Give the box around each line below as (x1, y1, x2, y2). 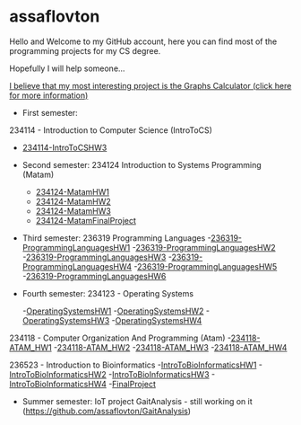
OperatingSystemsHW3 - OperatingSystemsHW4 (21, 314, 202, 325)
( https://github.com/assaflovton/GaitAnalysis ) (21, 405, 191, 416)
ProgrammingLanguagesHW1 (21, 242, 131, 252)
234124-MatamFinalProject (35, 215, 137, 226)
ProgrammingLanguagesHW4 (21, 261, 133, 271)
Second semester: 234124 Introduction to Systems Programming (21, 159, 262, 170)
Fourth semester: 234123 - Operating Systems (21, 288, 194, 298)
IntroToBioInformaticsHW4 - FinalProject (9, 378, 157, 389)
